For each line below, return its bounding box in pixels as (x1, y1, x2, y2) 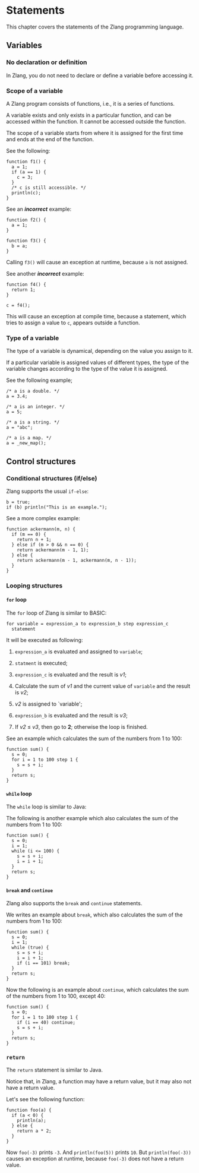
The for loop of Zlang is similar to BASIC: (6, 609, 107, 616)
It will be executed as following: (6, 637, 83, 644)
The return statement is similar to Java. (6, 1066, 103, 1073)
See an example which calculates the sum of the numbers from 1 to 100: (6, 735, 182, 742)
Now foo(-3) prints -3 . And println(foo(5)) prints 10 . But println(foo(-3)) (6, 1149, 191, 1156)
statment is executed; (14, 660, 68, 667)
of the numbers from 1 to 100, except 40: (6, 992, 106, 1000)
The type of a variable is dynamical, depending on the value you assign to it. (6, 347, 193, 355)
